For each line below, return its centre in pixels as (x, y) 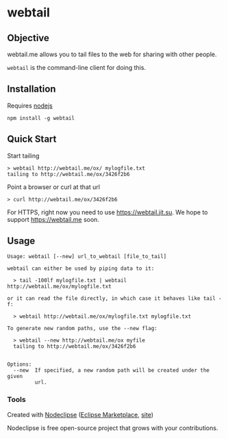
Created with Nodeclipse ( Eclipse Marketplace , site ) (80, 414)
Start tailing (23, 155)
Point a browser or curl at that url (54, 187)
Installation (31, 89)
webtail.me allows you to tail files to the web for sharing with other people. (112, 54)
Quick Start (32, 139)
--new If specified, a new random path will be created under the (112, 371)
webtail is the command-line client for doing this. (76, 67)
